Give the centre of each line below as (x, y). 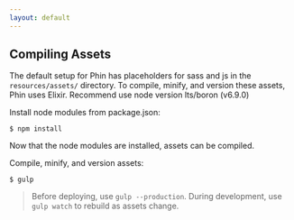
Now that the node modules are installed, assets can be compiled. (132, 146)
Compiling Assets (60, 55)
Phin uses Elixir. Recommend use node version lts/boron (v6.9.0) (129, 95)
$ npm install (36, 129)
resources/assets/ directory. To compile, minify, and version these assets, (147, 86)
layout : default (40, 18)
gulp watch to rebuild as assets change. (105, 206)
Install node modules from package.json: (85, 113)
